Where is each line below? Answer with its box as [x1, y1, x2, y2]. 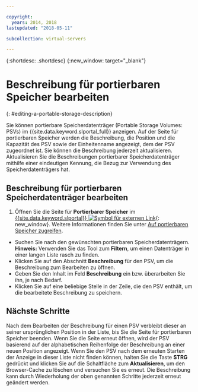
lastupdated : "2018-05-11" [6, 25, 73, 31]
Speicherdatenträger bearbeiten [6, 192, 129, 203]
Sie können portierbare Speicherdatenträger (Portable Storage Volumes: [6, 122, 183, 129]
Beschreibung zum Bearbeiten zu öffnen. [14, 264, 116, 271]
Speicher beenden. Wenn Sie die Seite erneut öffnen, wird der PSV [6, 334, 170, 342]
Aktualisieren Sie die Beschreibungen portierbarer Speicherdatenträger [6, 153, 180, 160]
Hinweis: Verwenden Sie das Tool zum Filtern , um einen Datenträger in [14, 245, 190, 252]
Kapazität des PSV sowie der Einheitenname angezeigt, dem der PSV [6, 141, 175, 148]
